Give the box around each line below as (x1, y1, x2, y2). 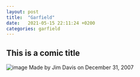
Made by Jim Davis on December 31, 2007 (29, 64, 134, 71)
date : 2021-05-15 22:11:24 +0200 (6, 20, 96, 26)
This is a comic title (6, 48, 80, 58)
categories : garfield (6, 25, 61, 32)
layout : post (6, 8, 39, 15)
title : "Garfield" (6, 14, 55, 20)
